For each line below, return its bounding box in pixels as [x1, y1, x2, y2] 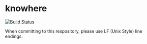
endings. [5, 33, 23, 39]
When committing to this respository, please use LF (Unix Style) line [5, 28, 143, 34]
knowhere [5, 3, 47, 14]
